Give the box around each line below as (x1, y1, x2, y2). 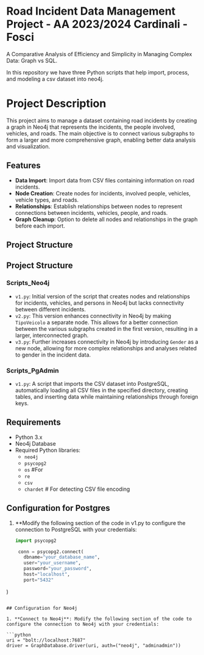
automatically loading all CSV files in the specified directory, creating (15, 386, 188, 394)
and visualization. (6, 142, 51, 150)
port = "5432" (23, 577, 54, 583)
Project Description (6, 96, 107, 110)
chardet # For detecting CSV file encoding (24, 485, 130, 493)
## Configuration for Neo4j (6, 605, 78, 611)
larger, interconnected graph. (15, 331, 89, 339)
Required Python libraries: (15, 446, 81, 454)
